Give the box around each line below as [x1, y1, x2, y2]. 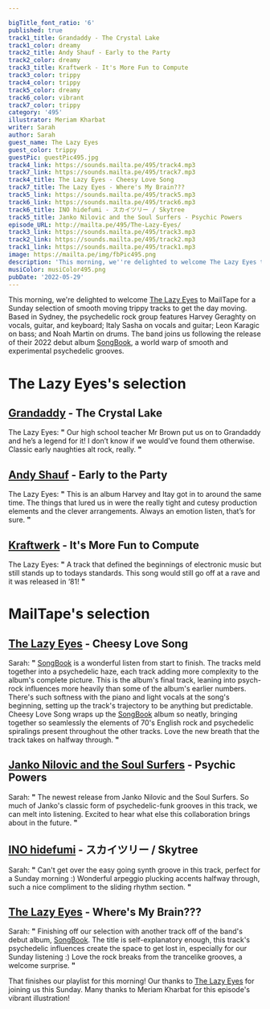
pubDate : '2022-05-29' [8, 273, 84, 281]
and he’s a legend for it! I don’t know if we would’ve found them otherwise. [8, 436, 256, 446]
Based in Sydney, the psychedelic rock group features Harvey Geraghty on [8, 312, 256, 322]
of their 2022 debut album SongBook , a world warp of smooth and [8, 338, 229, 347]
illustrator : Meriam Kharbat [8, 116, 106, 125]
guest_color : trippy [8, 146, 78, 154]
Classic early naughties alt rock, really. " [8, 445, 142, 454]
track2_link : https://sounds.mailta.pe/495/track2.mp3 [8, 236, 196, 244]
